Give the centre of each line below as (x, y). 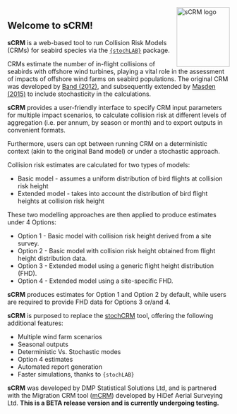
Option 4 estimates (45, 359)
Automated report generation (60, 367)
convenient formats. (36, 130)
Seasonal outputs (43, 344)
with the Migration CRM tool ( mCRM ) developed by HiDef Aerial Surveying (115, 395)
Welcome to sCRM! (50, 26)
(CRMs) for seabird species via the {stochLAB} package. (89, 50)
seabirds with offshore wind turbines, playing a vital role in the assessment (116, 71)
